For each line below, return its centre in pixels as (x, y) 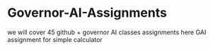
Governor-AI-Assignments (87, 13)
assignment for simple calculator (55, 39)
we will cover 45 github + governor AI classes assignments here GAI (107, 32)
